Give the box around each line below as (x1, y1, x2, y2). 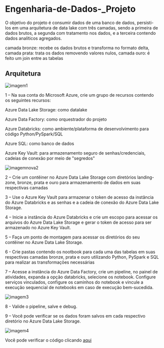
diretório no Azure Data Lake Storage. (5, 318, 81, 324)
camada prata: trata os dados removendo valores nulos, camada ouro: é (5, 50, 150, 56)
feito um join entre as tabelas (5, 55, 63, 61)
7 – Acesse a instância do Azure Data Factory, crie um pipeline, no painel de (5, 268, 158, 274)
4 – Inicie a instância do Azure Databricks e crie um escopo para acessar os (5, 214, 158, 220)
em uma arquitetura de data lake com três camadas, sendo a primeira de (12, 25, 158, 30)
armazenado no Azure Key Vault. (5, 224, 71, 230)
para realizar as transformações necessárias (5, 259, 95, 265)
